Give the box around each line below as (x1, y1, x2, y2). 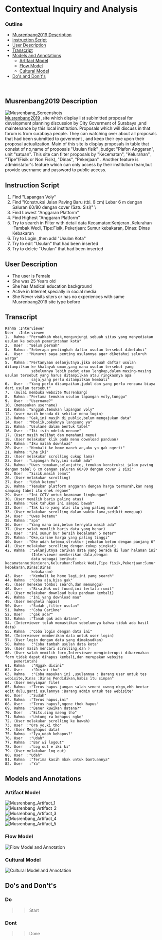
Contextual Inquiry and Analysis (5, 3, 138, 15)
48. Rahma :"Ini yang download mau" (5, 595, 82, 600)
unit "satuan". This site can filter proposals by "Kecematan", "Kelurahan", (5, 151, 151, 157)
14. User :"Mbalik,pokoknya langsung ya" (5, 420, 92, 425)
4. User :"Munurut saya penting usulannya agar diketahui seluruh (5, 351, 147, 357)
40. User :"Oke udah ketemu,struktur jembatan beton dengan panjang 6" (5, 539, 156, 544)
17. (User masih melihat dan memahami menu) (5, 433, 97, 438)
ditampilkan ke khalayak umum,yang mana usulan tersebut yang (5, 364, 134, 369)
